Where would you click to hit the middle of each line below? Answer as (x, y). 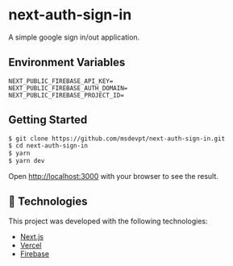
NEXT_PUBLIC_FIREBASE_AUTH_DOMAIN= (68, 88)
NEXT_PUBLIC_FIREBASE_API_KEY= (61, 81)
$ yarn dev (27, 161)
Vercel (31, 245)
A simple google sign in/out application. (74, 37)
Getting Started (48, 120)
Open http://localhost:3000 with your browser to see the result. (114, 177)
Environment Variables (67, 62)
